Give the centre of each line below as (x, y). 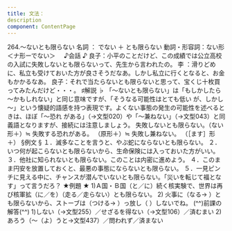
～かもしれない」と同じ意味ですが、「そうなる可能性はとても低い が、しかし (115, 99)
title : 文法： (26, 14)
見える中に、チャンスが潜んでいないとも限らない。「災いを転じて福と (117, 177)
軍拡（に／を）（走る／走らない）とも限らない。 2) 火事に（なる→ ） (117, 194)
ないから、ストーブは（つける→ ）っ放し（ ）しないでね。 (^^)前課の (124, 203)
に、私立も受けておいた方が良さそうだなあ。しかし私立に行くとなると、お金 (116, 73)
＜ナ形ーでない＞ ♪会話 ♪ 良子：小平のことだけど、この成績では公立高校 (115, 55)
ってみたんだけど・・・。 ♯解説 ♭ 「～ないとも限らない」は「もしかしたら (114, 90)
